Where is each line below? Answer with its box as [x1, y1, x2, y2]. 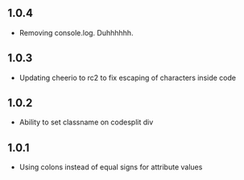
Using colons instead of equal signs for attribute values [19, 162, 203, 172]
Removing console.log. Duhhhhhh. [19, 27, 134, 37]
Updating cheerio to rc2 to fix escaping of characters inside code [19, 73, 237, 82]
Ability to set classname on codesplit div [19, 117, 154, 128]
